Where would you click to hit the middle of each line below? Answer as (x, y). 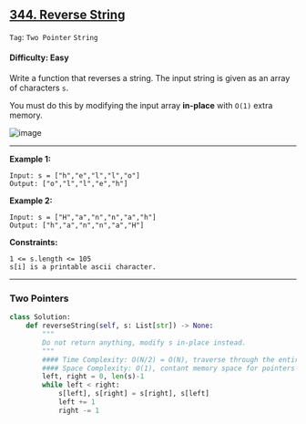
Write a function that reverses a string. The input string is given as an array (150, 78)
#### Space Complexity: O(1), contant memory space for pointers (169, 368)
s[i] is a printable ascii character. (83, 267)
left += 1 (76, 402)
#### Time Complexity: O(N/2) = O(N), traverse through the (158, 359)
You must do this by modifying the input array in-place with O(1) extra (141, 106)
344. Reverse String (67, 15)
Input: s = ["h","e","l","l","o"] (75, 176)
